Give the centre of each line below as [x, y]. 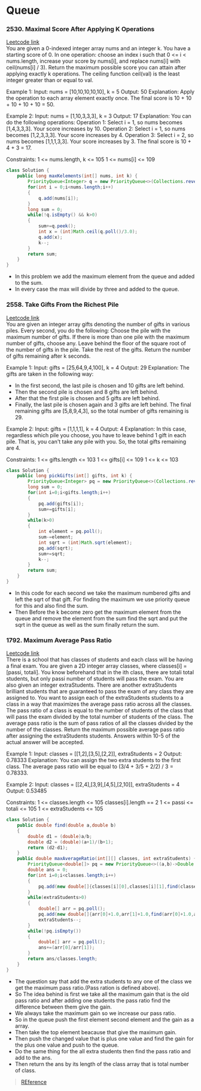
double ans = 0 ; [48, 870]
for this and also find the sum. [51, 605]
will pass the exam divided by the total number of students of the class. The [100, 717]
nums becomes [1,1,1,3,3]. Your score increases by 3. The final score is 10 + [99, 142]
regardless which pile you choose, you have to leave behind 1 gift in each [96, 435]
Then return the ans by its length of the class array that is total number [102, 1064]
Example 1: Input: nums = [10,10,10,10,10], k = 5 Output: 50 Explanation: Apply [100, 92]
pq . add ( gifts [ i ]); [61, 504]
